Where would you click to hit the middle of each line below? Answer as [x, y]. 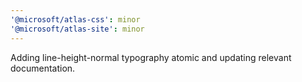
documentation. [43, 68]
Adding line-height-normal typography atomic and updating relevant [151, 57]
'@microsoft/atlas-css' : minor [75, 19]
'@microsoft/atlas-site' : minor [77, 29]
